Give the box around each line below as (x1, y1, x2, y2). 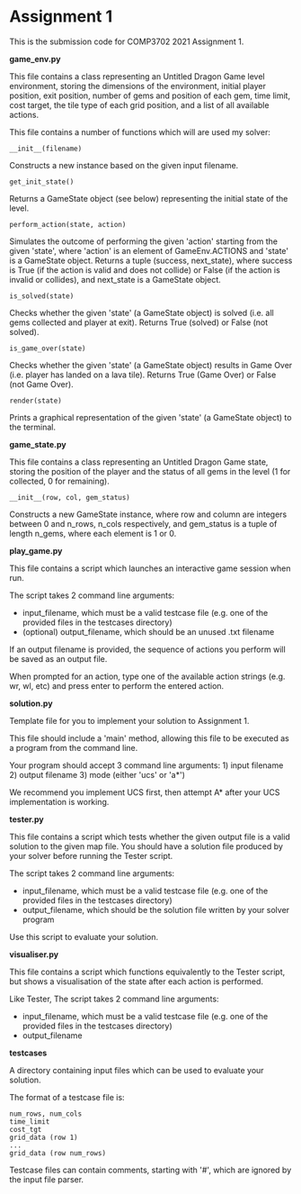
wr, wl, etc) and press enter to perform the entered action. (9, 680, 225, 691)
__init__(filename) (9, 144, 83, 153)
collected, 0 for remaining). (9, 475, 111, 486)
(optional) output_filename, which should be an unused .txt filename (22, 626, 275, 637)
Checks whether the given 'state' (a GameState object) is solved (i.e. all (9, 307, 274, 318)
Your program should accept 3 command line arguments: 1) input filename (9, 759, 284, 771)
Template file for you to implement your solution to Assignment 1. (9, 715, 250, 726)
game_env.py (9, 53, 61, 64)
